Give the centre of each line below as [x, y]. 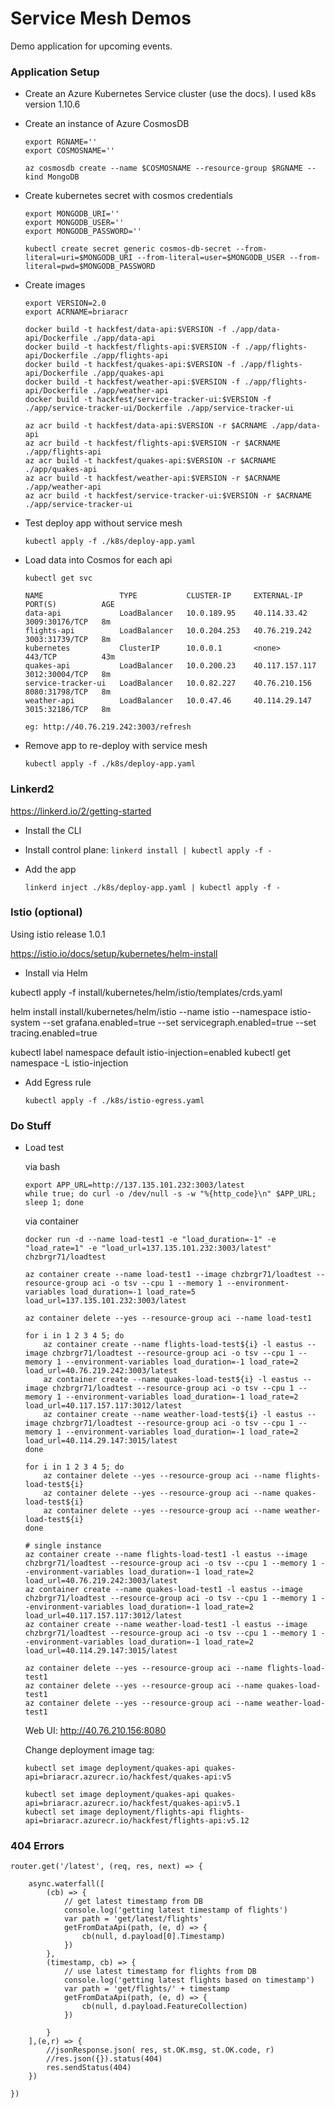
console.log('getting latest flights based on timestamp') [189, 1980]
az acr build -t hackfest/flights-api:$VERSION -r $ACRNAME [152, 443]
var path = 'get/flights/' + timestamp [146, 1989]
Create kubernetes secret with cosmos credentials [128, 196]
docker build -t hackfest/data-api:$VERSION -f [125, 330]
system [25, 1022]
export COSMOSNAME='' [69, 151]
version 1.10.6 [52, 104]
